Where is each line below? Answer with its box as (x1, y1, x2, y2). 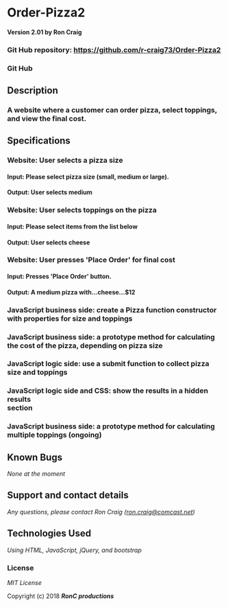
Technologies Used (7, 527, 91, 540)
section (7, 403, 33, 413)
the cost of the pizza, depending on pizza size (7, 341, 163, 350)
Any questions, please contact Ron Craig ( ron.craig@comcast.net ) (7, 507, 195, 516)
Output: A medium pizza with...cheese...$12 (7, 288, 136, 296)
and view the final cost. (7, 113, 87, 123)
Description (7, 84, 58, 97)
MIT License (7, 579, 42, 586)
